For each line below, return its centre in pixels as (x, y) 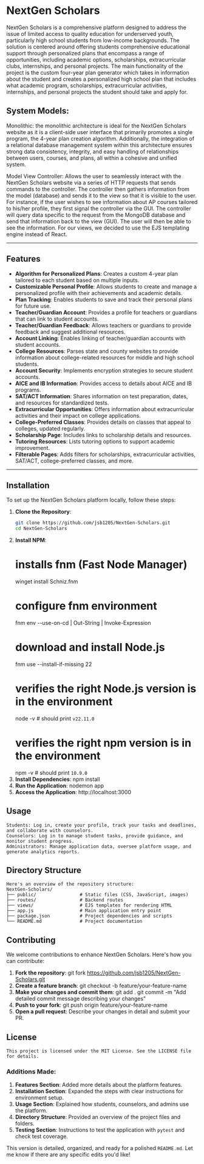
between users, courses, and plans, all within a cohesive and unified (92, 158)
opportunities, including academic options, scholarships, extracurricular (96, 60)
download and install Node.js (90, 648)
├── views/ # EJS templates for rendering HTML (89, 905)
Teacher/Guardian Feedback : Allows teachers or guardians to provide (103, 325)
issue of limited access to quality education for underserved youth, (90, 33)
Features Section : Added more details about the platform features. (99, 1085)
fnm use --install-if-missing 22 (53, 664)
